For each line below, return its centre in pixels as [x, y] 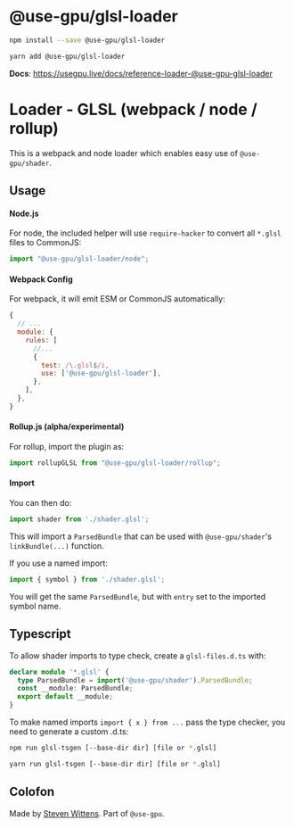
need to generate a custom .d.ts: [69, 732]
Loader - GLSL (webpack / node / [134, 109]
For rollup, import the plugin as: [67, 447]
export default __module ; [65, 697]
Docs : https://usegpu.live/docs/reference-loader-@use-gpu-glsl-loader [141, 73]
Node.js [24, 213]
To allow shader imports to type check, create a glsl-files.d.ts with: [138, 655]
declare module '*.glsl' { [59, 672]
